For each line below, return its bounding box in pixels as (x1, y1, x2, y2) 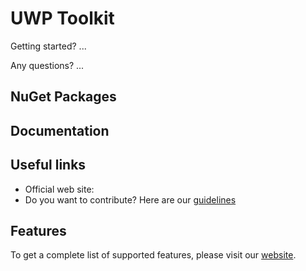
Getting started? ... (10, 40, 87, 52)
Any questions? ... (10, 59, 85, 71)
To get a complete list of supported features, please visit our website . (10, 249, 297, 261)
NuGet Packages (10, 88, 117, 106)
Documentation (10, 122, 110, 139)
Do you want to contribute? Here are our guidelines (24, 193, 237, 206)
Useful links (10, 157, 87, 174)
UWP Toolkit (10, 7, 115, 30)
